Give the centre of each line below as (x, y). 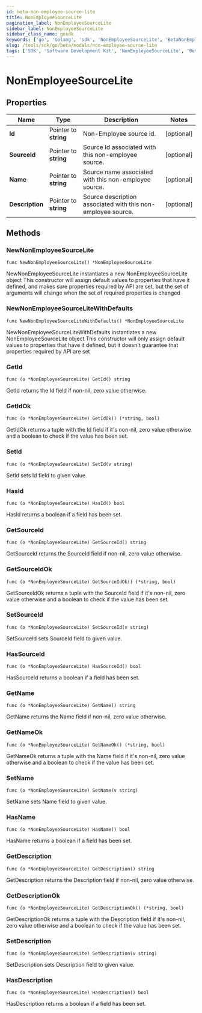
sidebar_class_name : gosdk (40, 34)
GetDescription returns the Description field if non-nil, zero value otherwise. (100, 880)
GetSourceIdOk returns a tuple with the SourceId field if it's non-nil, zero (96, 593)
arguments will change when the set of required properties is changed (93, 293)
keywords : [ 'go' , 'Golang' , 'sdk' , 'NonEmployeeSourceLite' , (84, 40)
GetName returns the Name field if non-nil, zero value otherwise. (87, 717)
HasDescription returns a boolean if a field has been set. (76, 1004)
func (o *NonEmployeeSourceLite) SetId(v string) (70, 464)
